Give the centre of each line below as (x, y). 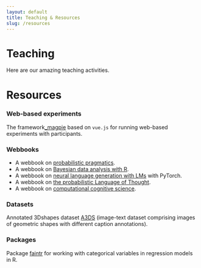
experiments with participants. (44, 133)
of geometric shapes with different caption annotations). (77, 224)
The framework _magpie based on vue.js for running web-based (87, 127)
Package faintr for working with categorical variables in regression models (100, 253)
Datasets (20, 205)
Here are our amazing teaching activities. (58, 70)
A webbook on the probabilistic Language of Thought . (83, 182)
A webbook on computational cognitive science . (76, 189)
